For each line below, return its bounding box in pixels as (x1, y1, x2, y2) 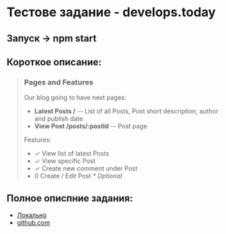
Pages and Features (23, 77, 94, 87)
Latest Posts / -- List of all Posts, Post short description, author (34, 107, 219, 116)
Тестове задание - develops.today (6, 4, 216, 20)
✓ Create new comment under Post (34, 164, 138, 173)
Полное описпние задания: (6, 192, 133, 204)
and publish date (34, 114, 84, 123)
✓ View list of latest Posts (34, 149, 110, 158)
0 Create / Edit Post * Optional (34, 172, 123, 180)
